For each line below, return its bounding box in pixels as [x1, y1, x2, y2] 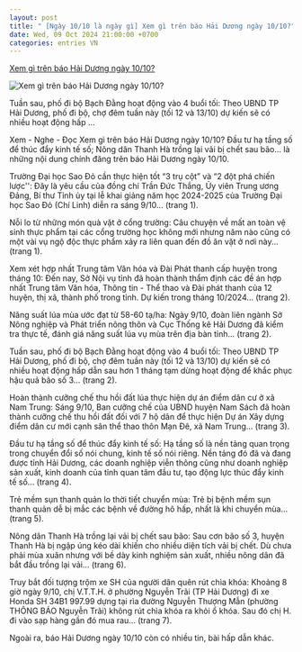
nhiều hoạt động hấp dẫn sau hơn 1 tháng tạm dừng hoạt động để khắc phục [9, 366, 293, 376]
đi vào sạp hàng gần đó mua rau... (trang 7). [9, 615, 173, 626]
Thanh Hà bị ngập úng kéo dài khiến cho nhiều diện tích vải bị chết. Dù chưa [9, 540, 292, 551]
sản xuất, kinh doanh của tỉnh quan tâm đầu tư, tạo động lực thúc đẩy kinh [9, 467, 285, 478]
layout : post [9, 13, 58, 23]
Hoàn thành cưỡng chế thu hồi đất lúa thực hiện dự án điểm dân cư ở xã [9, 393, 276, 403]
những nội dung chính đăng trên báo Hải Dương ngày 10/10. [9, 154, 230, 165]
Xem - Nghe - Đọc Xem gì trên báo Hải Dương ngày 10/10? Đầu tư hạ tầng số [9, 134, 293, 145]
